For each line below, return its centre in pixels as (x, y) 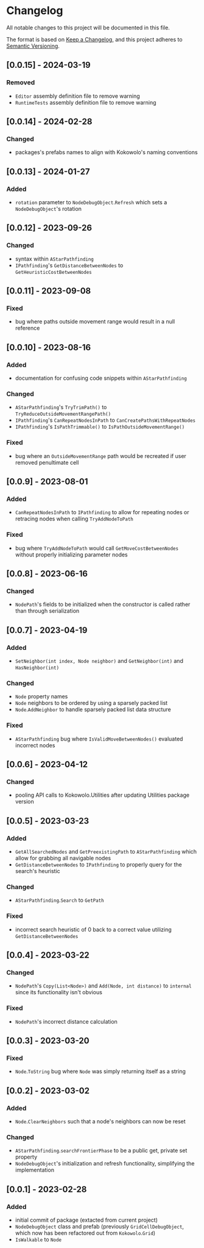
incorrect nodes (35, 745)
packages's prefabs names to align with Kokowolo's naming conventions (106, 152)
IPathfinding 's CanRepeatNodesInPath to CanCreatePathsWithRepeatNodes (105, 420)
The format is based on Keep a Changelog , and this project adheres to (94, 39)
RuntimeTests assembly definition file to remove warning (86, 102)
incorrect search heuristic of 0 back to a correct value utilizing (93, 929)
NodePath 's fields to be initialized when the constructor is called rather (103, 604)
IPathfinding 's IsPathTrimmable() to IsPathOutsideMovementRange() (100, 427)
